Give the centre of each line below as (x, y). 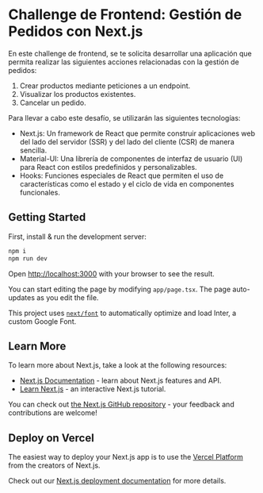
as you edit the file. (68, 297)
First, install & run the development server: (77, 237)
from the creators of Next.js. (54, 465)
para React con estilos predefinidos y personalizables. (108, 167)
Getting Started (47, 217)
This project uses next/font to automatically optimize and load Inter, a (122, 313)
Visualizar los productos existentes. (78, 94)
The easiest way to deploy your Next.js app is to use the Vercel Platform (126, 457)
